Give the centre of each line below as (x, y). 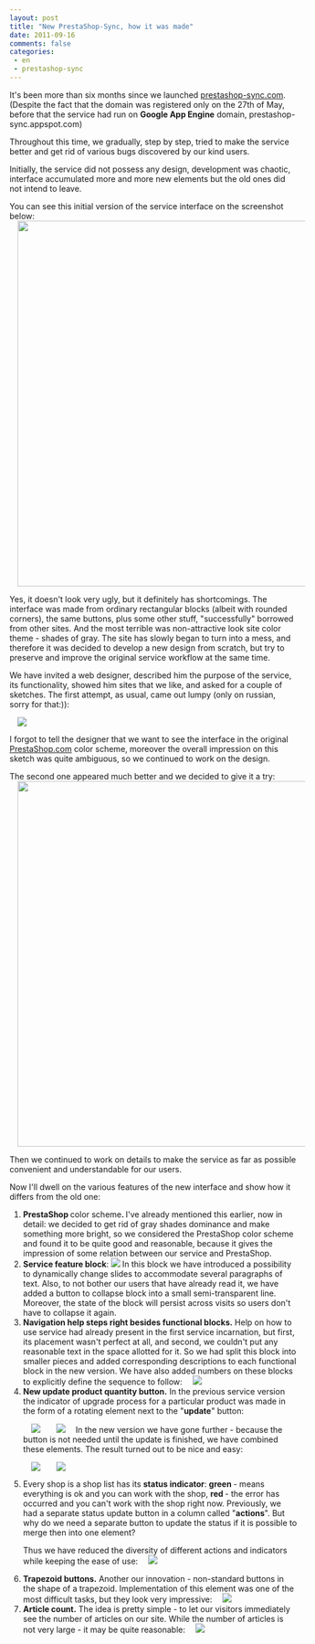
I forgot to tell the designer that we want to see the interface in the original (149, 739)
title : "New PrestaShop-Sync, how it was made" (102, 27)
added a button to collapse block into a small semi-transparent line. (149, 1293)
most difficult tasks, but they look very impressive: (117, 1599)
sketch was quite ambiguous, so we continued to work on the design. (140, 758)
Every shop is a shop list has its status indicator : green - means (143, 1484)
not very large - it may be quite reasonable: (104, 1629)
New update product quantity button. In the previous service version (154, 1391)
